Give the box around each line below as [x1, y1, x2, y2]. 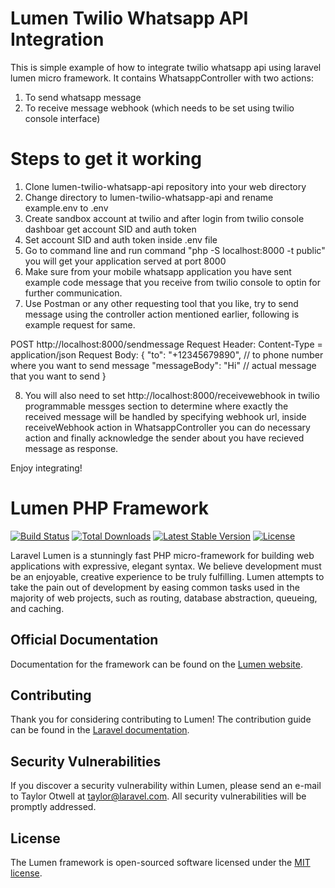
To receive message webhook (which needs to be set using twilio [24, 102, 295, 114]
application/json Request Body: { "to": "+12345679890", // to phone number [10, 348, 324, 361]
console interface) [24, 112, 101, 124]
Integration [10, 28, 105, 51]
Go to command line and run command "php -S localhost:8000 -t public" [24, 244, 326, 256]
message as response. [24, 442, 119, 454]
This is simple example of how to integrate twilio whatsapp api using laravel [10, 61, 322, 73]
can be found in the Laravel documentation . [10, 724, 190, 736]
